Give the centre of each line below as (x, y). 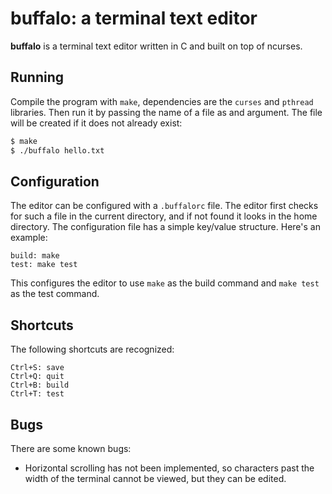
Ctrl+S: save (37, 368)
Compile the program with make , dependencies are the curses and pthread (162, 101)
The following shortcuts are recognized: (92, 349)
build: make (35, 256)
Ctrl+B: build (40, 385)
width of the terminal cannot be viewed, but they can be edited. (155, 478)
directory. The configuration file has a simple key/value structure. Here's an (165, 227)
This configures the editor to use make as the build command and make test (165, 283)
